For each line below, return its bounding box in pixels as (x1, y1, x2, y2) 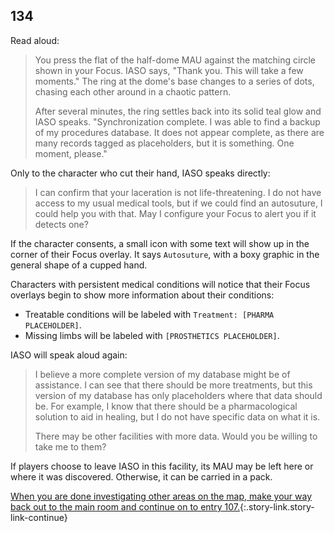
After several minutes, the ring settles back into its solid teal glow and (34, 105, 322, 117)
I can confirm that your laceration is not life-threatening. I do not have (34, 186, 322, 198)
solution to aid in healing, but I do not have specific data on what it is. (34, 410, 321, 423)
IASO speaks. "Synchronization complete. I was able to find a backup (34, 115, 321, 128)
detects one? (34, 218, 89, 230)
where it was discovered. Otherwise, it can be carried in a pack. (10, 470, 273, 483)
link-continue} (10, 511, 68, 523)
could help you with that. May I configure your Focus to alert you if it (34, 207, 317, 219)
